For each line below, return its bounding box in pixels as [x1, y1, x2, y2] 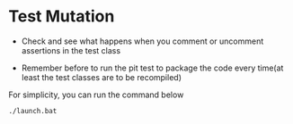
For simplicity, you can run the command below [8, 89, 184, 100]
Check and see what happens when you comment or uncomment [21, 36, 264, 46]
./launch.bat [8, 106, 58, 115]
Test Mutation [8, 6, 115, 27]
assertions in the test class [21, 45, 121, 55]
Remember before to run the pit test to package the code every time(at [21, 62, 284, 73]
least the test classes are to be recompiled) [21, 71, 182, 82]
